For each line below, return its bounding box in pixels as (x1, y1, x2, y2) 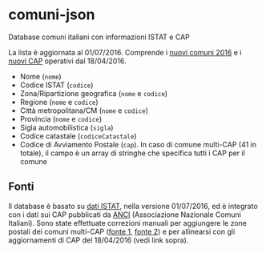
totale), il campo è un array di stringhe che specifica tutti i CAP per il (19, 148, 246, 158)
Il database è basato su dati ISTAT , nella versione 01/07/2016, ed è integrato (8, 201, 258, 211)
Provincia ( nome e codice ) (19, 114, 103, 123)
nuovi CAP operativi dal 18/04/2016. (8, 56, 127, 66)
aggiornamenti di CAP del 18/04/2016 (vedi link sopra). (8, 235, 189, 245)
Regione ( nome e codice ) (19, 97, 99, 106)
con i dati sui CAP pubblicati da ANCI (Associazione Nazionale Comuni (8, 210, 242, 219)
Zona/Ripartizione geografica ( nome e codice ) (19, 88, 168, 98)
